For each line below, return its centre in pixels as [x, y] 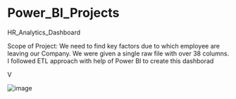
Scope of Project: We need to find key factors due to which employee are [114, 46]
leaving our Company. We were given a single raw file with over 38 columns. [118, 53]
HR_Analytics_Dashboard [44, 32]
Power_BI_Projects [63, 13]
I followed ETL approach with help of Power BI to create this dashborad [111, 60]
